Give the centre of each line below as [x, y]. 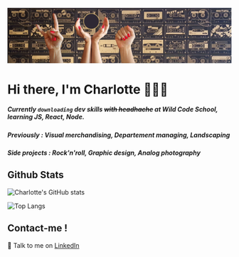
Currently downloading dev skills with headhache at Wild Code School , [113, 109]
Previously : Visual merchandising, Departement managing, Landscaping [119, 135]
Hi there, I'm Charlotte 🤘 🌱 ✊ [88, 89]
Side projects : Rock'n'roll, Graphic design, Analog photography [104, 153]
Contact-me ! [37, 228]
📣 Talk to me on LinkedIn [43, 245]
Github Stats [36, 175]
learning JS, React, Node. [46, 117]
